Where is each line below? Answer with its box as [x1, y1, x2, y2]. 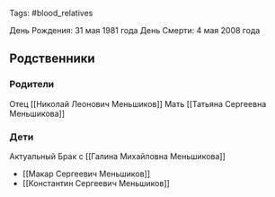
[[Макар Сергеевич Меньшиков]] [22, 168, 151, 179]
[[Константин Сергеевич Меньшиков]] [22, 177, 171, 188]
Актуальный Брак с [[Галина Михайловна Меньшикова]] [9, 150, 226, 161]
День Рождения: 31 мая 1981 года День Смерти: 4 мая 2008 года [9, 25, 261, 35]
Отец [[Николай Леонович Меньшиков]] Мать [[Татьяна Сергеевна [9, 98, 267, 109]
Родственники [9, 51, 96, 67]
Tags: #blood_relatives [9, 8, 93, 18]
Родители [9, 78, 55, 91]
